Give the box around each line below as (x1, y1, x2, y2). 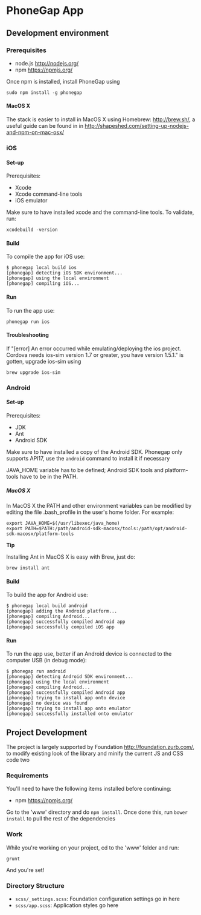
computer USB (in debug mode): (6, 657, 88, 664)
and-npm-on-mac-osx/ (6, 128, 65, 136)
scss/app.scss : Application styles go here (14, 902, 119, 909)
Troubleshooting (6, 331, 49, 339)
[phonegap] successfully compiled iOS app (6, 624, 115, 630)
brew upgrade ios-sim (6, 369, 61, 376)
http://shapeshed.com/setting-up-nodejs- (84, 122, 189, 130)
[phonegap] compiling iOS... (6, 281, 80, 287)
